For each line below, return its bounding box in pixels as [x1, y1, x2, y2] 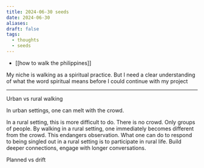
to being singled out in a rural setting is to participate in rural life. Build [6, 138, 182, 145]
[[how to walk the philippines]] [15, 59, 92, 67]
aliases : [6, 20, 29, 26]
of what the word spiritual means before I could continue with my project [6, 77, 188, 85]
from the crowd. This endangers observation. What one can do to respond [6, 131, 192, 138]
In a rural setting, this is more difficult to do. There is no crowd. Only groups [6, 118, 195, 126]
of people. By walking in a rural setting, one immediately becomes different [6, 125, 194, 132]
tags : [6, 32, 20, 38]
